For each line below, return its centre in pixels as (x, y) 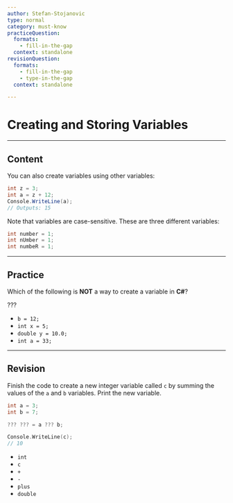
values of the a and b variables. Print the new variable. (84, 393)
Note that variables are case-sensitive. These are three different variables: (113, 221)
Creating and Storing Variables (98, 125)
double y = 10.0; (42, 334)
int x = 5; (33, 326)
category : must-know (37, 26)
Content (25, 159)
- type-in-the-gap (46, 78)
